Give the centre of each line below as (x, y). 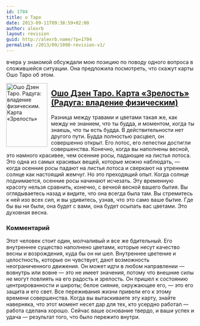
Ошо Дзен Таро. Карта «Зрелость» (120, 93)
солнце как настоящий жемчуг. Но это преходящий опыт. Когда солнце (98, 174)
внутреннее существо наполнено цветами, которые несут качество (93, 247)
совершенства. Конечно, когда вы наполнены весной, (120, 149)
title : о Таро (24, 17)
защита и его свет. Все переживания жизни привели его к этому (89, 291)
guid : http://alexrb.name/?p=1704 (49, 39)
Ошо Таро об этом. (30, 75)
